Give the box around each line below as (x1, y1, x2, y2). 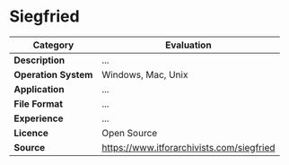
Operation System (13, 68, 93, 81)
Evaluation (165, 39, 213, 51)
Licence (13, 126, 49, 139)
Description (13, 54, 66, 66)
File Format (13, 97, 64, 109)
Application (13, 82, 65, 95)
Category (32, 39, 74, 51)
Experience (13, 112, 64, 125)
